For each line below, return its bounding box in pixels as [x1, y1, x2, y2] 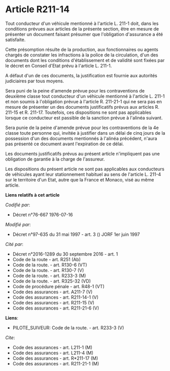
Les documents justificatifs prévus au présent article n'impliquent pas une [5, 150, 160, 157]
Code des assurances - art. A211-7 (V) [12, 289, 93, 295]
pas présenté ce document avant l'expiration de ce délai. [5, 141, 124, 147]
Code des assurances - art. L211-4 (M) [12, 350, 94, 356]
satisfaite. [5, 37, 26, 43]
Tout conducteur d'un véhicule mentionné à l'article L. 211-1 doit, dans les [5, 20, 159, 26]
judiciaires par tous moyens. [5, 78, 64, 84]
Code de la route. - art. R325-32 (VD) [12, 278, 91, 284]
